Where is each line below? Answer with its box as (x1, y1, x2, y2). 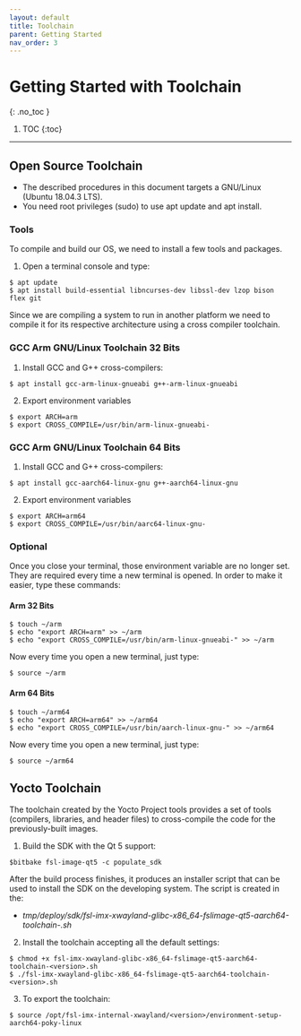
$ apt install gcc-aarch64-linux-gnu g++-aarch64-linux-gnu (9, 479, 239, 488)
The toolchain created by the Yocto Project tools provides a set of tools (9, 804, 271, 816)
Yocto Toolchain (9, 781, 101, 796)
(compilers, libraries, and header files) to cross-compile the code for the (9, 814, 276, 824)
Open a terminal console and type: (21, 261, 150, 272)
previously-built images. (9, 824, 99, 834)
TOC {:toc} (21, 124, 63, 134)
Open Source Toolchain (9, 158, 143, 173)
